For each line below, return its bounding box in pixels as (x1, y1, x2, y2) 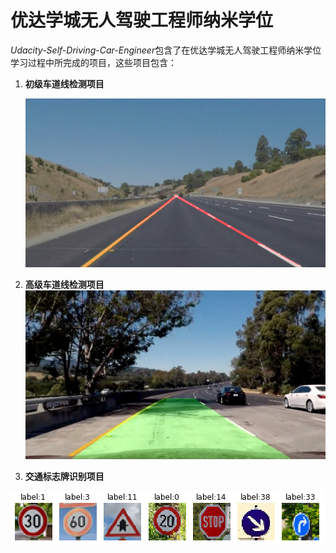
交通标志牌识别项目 (24, 471, 105, 483)
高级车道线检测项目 (24, 279, 105, 291)
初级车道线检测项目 (24, 77, 105, 90)
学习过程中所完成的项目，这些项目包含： (10, 56, 177, 68)
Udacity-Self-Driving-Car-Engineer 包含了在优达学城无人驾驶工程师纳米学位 (10, 44, 322, 56)
